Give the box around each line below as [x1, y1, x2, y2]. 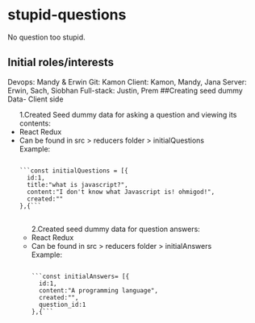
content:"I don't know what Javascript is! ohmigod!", [27, 188, 215, 196]
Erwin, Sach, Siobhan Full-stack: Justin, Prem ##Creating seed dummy [7, 85, 243, 95]
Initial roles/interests [7, 56, 115, 69]
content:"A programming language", [38, 286, 159, 295]
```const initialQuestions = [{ [19, 167, 128, 175]
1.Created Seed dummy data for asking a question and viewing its [19, 110, 237, 119]
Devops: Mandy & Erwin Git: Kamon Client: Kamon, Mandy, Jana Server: [7, 77, 247, 86]
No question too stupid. [7, 32, 86, 42]
